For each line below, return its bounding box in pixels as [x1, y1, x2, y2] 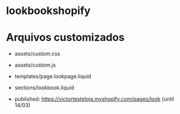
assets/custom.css [14, 50, 60, 57]
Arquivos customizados [6, 31, 125, 44]
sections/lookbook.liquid [14, 84, 74, 91]
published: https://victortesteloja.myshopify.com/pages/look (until [14, 95, 174, 103]
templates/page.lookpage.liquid [14, 73, 91, 80]
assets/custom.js [14, 61, 56, 68]
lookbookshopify [6, 4, 91, 18]
